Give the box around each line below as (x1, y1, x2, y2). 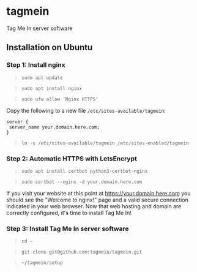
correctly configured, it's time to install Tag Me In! (6, 209, 132, 216)
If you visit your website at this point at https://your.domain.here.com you (6, 189, 191, 197)
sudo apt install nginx (21, 85, 83, 91)
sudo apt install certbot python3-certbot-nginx (21, 168, 148, 174)
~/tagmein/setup (21, 260, 63, 266)
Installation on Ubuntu (6, 42, 93, 53)
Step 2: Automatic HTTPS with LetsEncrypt (6, 154, 138, 163)
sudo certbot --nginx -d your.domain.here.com (21, 179, 143, 185)
